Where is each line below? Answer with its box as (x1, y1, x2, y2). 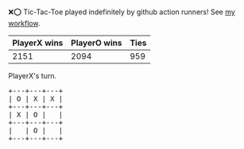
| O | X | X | (8, 94, 64, 103)
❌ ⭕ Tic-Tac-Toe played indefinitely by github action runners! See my (8, 7, 236, 17)
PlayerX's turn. (8, 71, 57, 80)
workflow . (8, 19, 41, 28)
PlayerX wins (12, 37, 64, 48)
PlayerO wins (71, 37, 122, 48)
